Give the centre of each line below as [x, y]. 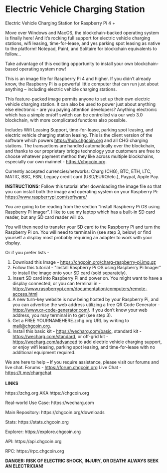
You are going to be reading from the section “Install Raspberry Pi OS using [83, 206]
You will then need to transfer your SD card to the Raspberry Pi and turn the [83, 227]
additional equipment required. [44, 352]
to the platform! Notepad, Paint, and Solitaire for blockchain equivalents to [81, 48]
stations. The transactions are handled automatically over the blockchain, [80, 145]
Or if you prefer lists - [27, 252]
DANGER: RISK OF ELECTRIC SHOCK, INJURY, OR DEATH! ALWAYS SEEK [82, 461]
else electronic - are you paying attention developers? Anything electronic [81, 109]
